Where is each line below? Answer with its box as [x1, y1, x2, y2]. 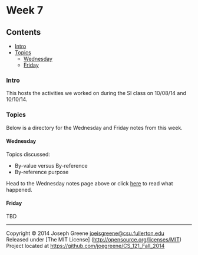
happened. [6, 186, 32, 193]
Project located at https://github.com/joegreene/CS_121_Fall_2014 [6, 243, 165, 249]
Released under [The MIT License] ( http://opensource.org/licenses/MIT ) [6, 236, 181, 243]
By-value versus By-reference [14, 162, 88, 169]
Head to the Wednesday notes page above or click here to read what [6, 179, 173, 187]
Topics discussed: [6, 151, 50, 158]
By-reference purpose [14, 168, 69, 175]
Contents [6, 27, 41, 37]
